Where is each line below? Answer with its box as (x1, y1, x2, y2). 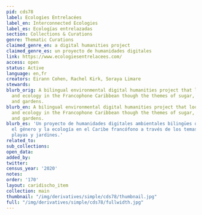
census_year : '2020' (6, 166, 58, 172)
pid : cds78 (6, 8, 34, 15)
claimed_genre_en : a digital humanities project (6, 43, 130, 49)
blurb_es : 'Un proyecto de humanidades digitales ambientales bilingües (6, 121, 192, 127)
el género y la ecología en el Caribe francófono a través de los (11, 126, 182, 132)
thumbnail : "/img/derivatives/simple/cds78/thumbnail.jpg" (6, 193, 158, 199)
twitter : (6, 160, 28, 166)
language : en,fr (6, 70, 47, 76)
